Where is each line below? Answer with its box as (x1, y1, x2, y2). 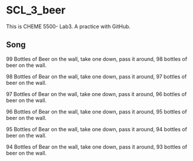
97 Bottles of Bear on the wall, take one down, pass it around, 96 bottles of (6, 90, 187, 97)
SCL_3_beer (6, 4, 66, 17)
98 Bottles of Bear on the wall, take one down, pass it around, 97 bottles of (6, 73, 187, 80)
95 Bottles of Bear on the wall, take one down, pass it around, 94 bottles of (6, 125, 188, 132)
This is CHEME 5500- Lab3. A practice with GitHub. (6, 23, 131, 30)
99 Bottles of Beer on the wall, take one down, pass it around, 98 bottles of (6, 55, 188, 62)
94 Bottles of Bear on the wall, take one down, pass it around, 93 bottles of (6, 143, 188, 150)
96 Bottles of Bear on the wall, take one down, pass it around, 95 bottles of (6, 108, 187, 115)
